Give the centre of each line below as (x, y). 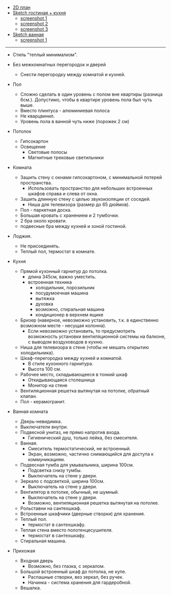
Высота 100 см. (45, 369)
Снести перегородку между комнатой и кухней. (73, 74)
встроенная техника (50, 282)
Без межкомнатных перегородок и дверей (59, 64)
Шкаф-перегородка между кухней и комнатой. (72, 358)
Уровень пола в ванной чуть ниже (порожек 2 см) (75, 121)
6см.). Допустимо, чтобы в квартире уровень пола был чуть (86, 100)
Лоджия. (22, 236)
